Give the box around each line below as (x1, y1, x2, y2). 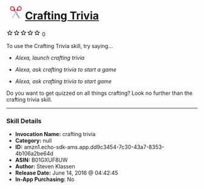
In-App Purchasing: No (15, 176, 75, 183)
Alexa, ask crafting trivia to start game (15, 77, 112, 84)
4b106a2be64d (15, 150, 53, 157)
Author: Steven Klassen (15, 163, 75, 170)
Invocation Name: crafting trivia (15, 131, 96, 138)
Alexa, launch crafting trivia (15, 54, 85, 61)
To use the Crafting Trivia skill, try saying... (6, 42, 114, 49)
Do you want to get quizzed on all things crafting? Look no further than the (6, 89, 193, 97)
